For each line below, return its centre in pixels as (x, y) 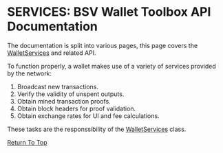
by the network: (30, 73)
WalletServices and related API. (52, 53)
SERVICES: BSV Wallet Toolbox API (109, 12)
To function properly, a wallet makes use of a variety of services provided (112, 66)
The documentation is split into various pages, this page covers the (103, 45)
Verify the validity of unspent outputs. (71, 94)
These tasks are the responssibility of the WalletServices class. (97, 129)
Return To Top (27, 142)
